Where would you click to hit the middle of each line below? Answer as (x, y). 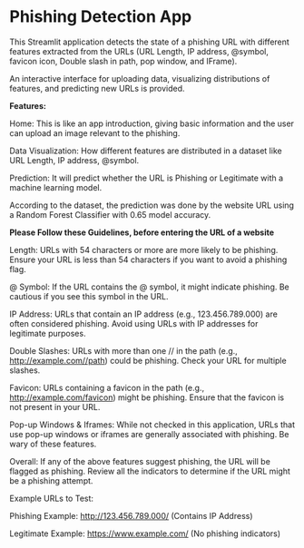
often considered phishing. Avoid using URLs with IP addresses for (134, 323)
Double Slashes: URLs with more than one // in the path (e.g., (123, 350)
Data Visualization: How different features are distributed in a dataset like (146, 151)
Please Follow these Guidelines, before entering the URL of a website (142, 232)
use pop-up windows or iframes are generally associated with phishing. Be (149, 434)
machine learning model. (56, 187)
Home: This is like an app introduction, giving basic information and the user (152, 123)
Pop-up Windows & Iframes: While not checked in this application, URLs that (152, 425)
